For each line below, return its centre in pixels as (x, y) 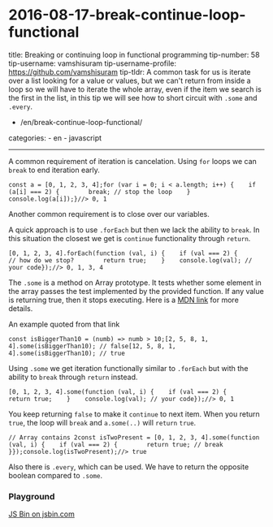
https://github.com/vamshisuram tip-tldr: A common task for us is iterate (130, 71)
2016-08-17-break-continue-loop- (127, 15)
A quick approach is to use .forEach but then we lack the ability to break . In (134, 230)
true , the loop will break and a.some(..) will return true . (102, 422)
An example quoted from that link (64, 324)
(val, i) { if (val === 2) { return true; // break (116, 444)
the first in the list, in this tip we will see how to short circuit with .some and (133, 97)
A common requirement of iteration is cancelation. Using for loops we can (133, 161)
